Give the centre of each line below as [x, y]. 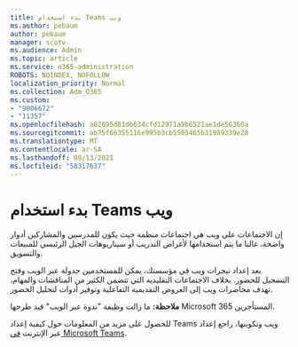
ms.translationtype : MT [54, 141]
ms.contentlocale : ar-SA [56, 149]
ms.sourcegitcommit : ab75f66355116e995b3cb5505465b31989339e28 [129, 133]
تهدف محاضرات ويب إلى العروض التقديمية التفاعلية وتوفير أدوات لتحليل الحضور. [141, 289]
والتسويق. [27, 253]
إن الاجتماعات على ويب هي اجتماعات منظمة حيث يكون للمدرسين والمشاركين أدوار [146, 234]
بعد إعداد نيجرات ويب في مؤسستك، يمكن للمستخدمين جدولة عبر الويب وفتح [136, 271]
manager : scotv [38, 42]
